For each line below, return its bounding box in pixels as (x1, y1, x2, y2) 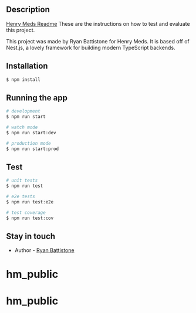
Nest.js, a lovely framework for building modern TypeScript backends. (6, 44, 175, 51)
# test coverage (6, 209, 46, 216)
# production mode (6, 140, 51, 146)
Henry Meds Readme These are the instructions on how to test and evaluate (6, 20, 190, 27)
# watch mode (6, 124, 38, 131)
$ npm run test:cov (6, 215, 54, 221)
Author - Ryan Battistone (14, 247, 75, 254)
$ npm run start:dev (6, 130, 57, 135)
